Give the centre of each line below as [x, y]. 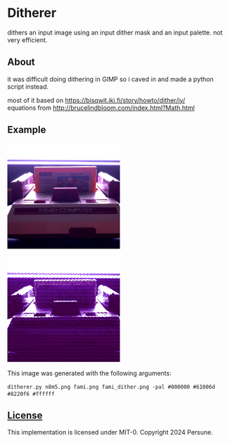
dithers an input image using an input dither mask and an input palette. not [115, 32]
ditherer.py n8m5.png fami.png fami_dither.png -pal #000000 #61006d [111, 387]
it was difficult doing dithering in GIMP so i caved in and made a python [111, 79]
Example [27, 130]
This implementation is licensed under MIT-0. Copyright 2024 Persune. [110, 432]
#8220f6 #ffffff [31, 394]
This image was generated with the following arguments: [89, 373]
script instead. [28, 87]
